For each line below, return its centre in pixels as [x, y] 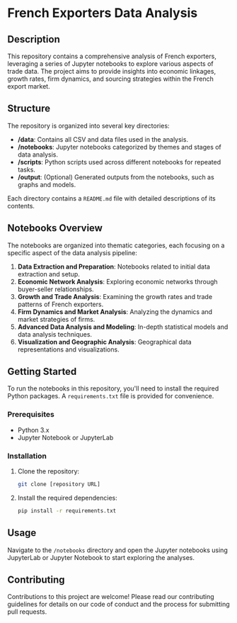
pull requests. [27, 612]
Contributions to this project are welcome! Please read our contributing [111, 597]
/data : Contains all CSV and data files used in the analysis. [103, 139]
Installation [27, 456]
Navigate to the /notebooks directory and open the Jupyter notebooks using [117, 550]
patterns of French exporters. [60, 304]
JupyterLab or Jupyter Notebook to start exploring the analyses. [101, 557]
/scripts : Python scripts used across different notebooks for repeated [119, 162]
